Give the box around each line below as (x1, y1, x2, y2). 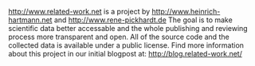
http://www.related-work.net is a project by (8, 7, 151, 16)
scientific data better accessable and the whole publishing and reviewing (8, 24, 249, 33)
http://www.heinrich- (151, 7, 221, 16)
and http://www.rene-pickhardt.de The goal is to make (53, 15, 233, 25)
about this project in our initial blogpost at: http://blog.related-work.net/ (8, 49, 243, 58)
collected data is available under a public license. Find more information (8, 41, 245, 50)
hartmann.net (8, 15, 53, 25)
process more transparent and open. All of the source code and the (8, 32, 229, 41)
